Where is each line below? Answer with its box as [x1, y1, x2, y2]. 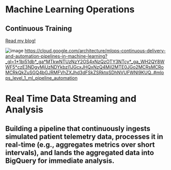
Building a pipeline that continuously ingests [5, 124, 151, 133]
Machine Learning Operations [5, 4, 135, 15]
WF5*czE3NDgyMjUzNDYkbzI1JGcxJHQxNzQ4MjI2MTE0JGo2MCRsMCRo [5, 64, 164, 70]
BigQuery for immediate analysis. [5, 156, 115, 165]
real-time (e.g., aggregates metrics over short [5, 140, 155, 149]
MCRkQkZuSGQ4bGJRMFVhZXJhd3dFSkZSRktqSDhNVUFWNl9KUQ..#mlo [5, 69, 164, 75]
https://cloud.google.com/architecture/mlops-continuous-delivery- [25, 48, 166, 53]
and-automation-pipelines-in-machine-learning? [5, 53, 108, 59]
